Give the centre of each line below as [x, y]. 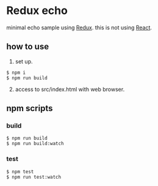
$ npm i [16, 73]
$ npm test [20, 171]
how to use [28, 47]
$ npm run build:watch [35, 144]
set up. [24, 61]
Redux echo [37, 11]
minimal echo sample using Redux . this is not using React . [79, 27]
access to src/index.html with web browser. [70, 89]
